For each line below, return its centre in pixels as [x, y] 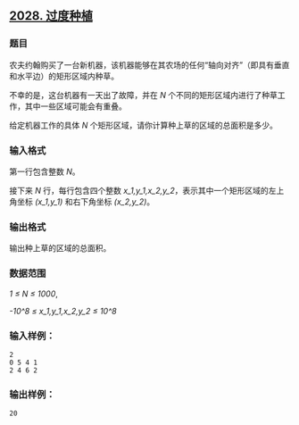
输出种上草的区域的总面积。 [60, 248]
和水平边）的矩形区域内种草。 [64, 76]
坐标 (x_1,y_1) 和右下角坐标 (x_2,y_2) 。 [86, 201]
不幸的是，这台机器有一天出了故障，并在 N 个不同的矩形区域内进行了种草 [144, 95]
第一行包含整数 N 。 [45, 171]
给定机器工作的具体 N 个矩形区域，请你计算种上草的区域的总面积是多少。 [144, 125]
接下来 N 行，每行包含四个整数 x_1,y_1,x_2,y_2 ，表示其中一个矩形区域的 [139, 190]
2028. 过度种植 [51, 16]
